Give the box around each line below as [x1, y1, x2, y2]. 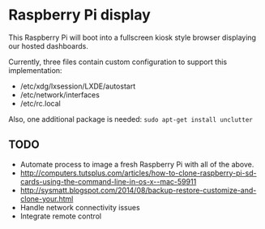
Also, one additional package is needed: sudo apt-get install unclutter [8, 114, 253, 123]
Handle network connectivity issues [19, 202, 140, 212]
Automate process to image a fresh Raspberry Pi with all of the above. [19, 159, 254, 169]
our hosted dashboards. [8, 41, 89, 50]
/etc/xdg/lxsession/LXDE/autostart [19, 81, 136, 91]
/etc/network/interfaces [19, 89, 100, 99]
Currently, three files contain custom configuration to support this [8, 57, 228, 67]
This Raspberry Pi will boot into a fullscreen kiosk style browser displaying [8, 32, 257, 42]
